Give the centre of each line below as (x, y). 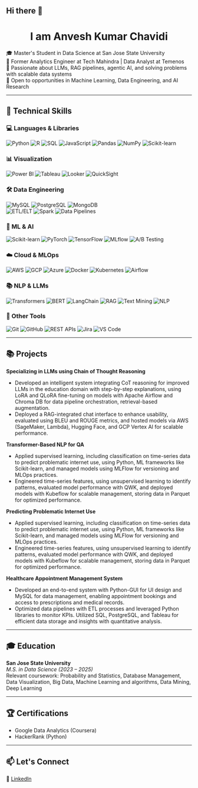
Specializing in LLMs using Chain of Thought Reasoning (76, 371)
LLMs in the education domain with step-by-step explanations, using (98, 389)
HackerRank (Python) (41, 737)
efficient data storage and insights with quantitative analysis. (88, 621)
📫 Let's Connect (38, 762)
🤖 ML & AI (20, 227)
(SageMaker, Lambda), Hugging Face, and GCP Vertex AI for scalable (99, 427)
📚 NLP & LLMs (27, 286)
